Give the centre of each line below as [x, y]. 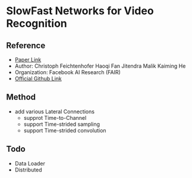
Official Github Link [38, 79]
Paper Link [28, 60]
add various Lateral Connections [55, 112]
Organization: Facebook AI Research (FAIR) [67, 72]
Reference [26, 45]
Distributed [29, 170]
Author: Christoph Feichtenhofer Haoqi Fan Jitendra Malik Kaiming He [100, 66]
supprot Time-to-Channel [55, 117]
